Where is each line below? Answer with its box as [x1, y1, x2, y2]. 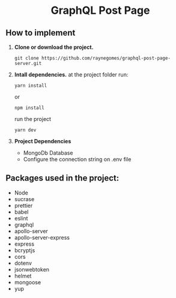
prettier [14, 202, 33, 209]
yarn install [14, 82, 47, 88]
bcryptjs [14, 246, 35, 253]
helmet [14, 272, 32, 279]
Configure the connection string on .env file [23, 156, 132, 163]
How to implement [5, 28, 76, 38]
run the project [14, 116, 52, 122]
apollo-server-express [14, 234, 70, 241]
